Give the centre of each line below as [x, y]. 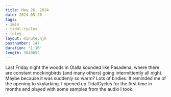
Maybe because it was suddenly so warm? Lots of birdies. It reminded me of [86, 78]
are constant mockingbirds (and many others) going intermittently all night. [84, 72]
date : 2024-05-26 [24, 15]
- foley [14, 34]
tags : [11, 19]
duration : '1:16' [24, 48]
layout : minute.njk [26, 39]
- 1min [12, 24]
